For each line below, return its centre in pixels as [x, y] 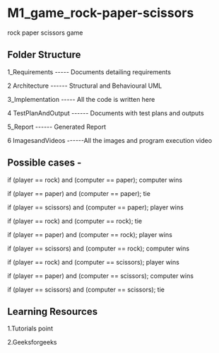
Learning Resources [52, 312]
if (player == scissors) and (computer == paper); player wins [95, 207]
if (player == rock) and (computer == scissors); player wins [94, 262]
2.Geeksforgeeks [32, 342]
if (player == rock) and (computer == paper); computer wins [95, 180]
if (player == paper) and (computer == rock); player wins [90, 234]
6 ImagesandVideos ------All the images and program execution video [110, 140]
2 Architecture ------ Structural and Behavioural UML [85, 86]
